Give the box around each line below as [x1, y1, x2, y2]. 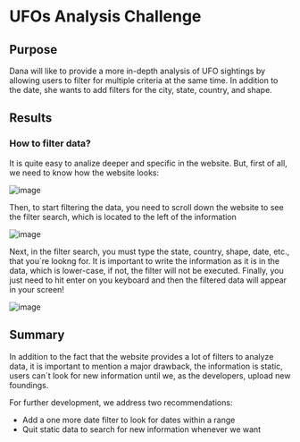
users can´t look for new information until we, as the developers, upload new [9, 370, 291, 381]
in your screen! [9, 284, 65, 294]
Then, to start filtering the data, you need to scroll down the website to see [9, 201, 284, 212]
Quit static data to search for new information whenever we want [21, 423, 262, 435]
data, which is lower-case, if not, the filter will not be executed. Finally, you [9, 265, 284, 276]
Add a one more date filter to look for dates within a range [21, 414, 236, 425]
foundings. [9, 379, 49, 390]
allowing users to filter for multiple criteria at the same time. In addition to [9, 75, 279, 86]
